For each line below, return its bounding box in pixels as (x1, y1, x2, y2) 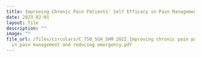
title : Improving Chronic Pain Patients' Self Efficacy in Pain (6, 8, 170, 15)
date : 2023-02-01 (6, 14, 50, 20)
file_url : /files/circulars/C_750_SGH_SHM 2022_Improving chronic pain (6, 36, 188, 42)
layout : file (6, 20, 39, 26)
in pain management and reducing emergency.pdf (11, 42, 133, 48)
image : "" (6, 31, 31, 37)
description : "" (6, 25, 47, 31)
